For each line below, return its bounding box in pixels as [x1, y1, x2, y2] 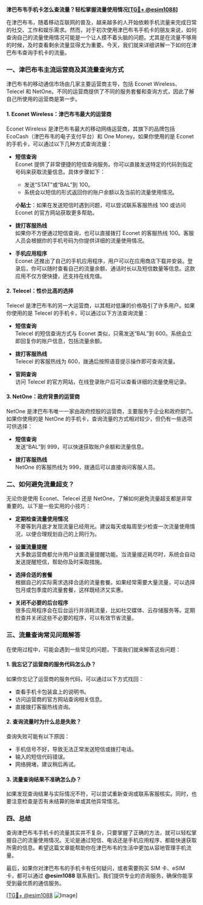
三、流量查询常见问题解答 [6, 631, 81, 639]
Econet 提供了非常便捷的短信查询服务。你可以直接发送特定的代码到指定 [14, 160, 193, 168]
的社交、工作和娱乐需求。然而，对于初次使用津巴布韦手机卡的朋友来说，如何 [6, 27, 197, 33]
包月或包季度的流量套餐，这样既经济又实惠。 [14, 586, 127, 594]
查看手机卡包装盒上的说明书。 [14, 688, 89, 695]
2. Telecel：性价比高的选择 [6, 287, 74, 295]
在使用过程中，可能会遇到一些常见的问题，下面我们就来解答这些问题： [6, 646, 181, 653]
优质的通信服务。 [22, 880, 65, 887]
